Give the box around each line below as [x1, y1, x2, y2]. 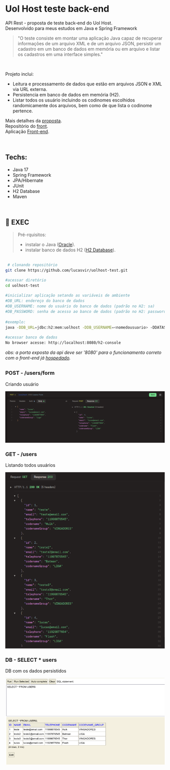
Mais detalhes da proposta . [5, 117, 62, 123]
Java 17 [12, 166, 29, 173]
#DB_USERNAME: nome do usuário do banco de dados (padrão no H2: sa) [5, 303, 155, 309]
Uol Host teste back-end [5, 3, 110, 15]
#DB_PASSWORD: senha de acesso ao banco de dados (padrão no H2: [5, 309, 146, 314]
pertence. [12, 108, 33, 114]
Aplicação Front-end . [5, 128, 50, 135]
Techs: [5, 153, 28, 162]
